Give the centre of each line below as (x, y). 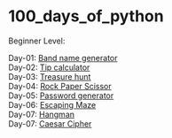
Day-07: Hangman (42, 114)
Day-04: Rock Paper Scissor (60, 86)
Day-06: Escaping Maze (52, 104)
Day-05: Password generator (61, 96)
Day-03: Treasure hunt (50, 76)
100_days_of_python (86, 16)
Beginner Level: (37, 41)
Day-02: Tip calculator (49, 67)
